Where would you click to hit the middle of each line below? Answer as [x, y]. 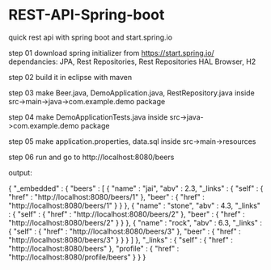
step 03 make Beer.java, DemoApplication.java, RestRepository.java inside [131, 93]
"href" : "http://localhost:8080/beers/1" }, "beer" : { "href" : [106, 196]
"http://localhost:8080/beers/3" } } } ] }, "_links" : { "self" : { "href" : [121, 239]
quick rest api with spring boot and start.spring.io [90, 37]
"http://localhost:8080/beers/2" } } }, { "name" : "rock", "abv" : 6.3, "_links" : [135, 222]
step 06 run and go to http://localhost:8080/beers [91, 157]
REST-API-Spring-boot [87, 15]
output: [20, 172]
